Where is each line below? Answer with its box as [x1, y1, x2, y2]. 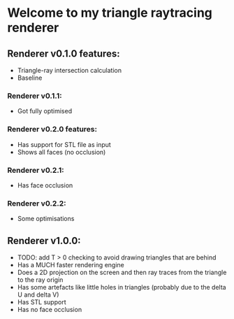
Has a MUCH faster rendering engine [17, 261, 124, 269]
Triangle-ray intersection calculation [17, 66, 122, 74]
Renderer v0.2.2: [7, 198, 66, 208]
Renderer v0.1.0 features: [7, 48, 120, 59]
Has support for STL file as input [17, 140, 112, 148]
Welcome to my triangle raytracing [7, 5, 213, 21]
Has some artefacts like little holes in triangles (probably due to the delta [17, 283, 226, 291]
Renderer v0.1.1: [7, 91, 62, 101]
